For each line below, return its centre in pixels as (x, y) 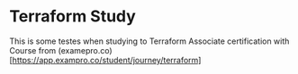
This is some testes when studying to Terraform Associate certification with (149, 41)
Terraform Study (73, 16)
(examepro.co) (85, 50)
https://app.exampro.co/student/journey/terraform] (107, 60)
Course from (33, 50)
